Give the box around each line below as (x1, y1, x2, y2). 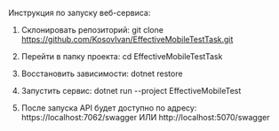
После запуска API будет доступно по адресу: (20, 103, 197, 113)
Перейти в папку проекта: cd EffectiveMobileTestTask (20, 51, 223, 61)
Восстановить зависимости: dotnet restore (20, 68, 183, 79)
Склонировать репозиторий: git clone (20, 25, 163, 35)
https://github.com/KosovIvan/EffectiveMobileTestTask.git (20, 35, 234, 44)
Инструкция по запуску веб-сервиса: (8, 8, 151, 18)
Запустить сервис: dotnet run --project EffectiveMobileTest (20, 86, 242, 96)
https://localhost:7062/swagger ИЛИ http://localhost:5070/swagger (20, 112, 270, 122)
